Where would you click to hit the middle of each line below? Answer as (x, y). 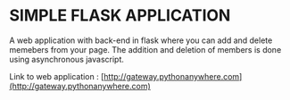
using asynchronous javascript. (67, 59)
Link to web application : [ (57, 76)
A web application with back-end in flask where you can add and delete (141, 40)
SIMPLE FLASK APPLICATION (120, 16)
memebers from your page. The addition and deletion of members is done (145, 49)
